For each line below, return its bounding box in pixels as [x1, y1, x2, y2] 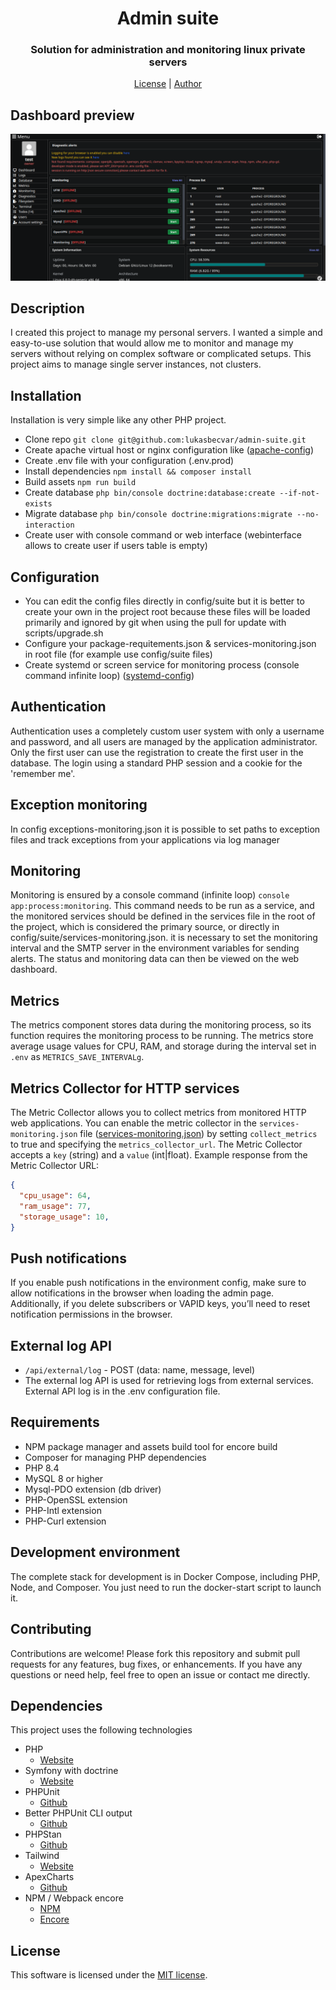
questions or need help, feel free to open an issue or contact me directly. [10, 1668, 311, 1681]
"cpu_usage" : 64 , [19, 1190, 92, 1201]
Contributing [10, 1621, 92, 1638]
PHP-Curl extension [24, 1515, 107, 1527]
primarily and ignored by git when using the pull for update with [24, 617, 287, 629]
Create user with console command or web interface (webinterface [24, 529, 302, 541]
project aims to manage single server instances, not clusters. [10, 358, 262, 371]
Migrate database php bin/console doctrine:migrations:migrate [24, 508, 293, 520]
